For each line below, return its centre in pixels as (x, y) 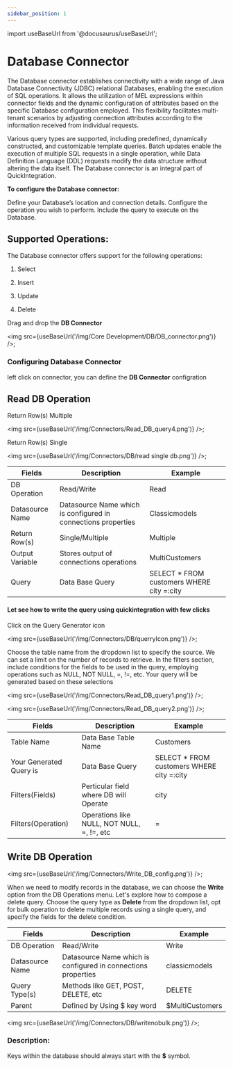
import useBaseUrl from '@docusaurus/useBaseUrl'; (82, 33)
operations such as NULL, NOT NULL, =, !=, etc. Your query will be (102, 674)
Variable (24, 562)
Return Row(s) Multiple (40, 416)
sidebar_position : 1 (37, 14)
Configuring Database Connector (64, 362)
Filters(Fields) (33, 795)
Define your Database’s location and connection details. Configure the (107, 202)
